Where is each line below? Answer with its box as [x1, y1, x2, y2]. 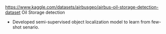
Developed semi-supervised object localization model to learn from [12, 19, 151, 25]
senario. [22, 24, 40, 30]
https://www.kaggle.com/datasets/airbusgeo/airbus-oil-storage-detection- [5, 4, 159, 10]
